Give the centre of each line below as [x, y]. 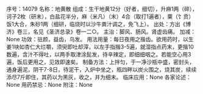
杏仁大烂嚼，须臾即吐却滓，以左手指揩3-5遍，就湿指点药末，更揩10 [109, 47]
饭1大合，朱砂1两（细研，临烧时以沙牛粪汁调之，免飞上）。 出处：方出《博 [99, 24]
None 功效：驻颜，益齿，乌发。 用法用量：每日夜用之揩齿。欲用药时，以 [98, 39]
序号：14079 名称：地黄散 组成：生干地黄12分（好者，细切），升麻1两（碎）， [102, 9]
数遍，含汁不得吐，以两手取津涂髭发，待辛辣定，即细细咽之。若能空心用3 [99, 54]
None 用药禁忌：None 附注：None [50, 85]
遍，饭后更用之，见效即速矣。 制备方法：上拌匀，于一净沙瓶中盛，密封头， [101, 62]
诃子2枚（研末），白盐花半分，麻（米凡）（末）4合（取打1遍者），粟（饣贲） [100, 16]
